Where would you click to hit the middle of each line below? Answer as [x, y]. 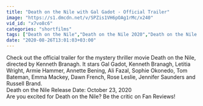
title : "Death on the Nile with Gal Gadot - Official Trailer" [88, 12]
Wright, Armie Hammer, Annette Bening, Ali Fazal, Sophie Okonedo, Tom [97, 70]
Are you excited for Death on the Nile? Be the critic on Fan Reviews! [91, 96]
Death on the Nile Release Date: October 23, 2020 [69, 90]
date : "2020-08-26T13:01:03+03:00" [51, 40]
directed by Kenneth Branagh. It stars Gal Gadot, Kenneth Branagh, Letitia [98, 64]
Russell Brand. [24, 83]
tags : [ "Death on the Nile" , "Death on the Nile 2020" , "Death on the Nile [102, 35]
